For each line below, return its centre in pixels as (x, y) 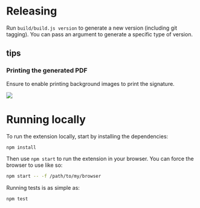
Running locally (46, 119)
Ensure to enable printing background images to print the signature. (91, 83)
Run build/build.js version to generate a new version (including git (92, 28)
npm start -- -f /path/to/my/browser (54, 177)
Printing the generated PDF (47, 71)
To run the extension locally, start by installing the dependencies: (87, 136)
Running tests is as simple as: (43, 188)
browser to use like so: (34, 165)
